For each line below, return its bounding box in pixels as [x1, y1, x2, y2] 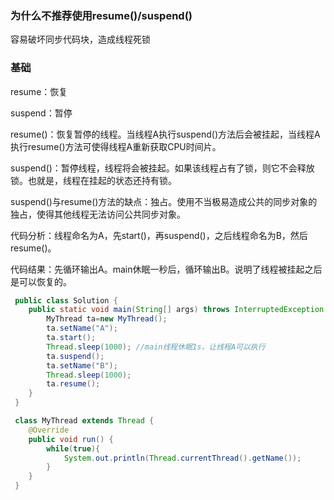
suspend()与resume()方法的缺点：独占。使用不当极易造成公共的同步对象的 [10, 195, 318, 207]
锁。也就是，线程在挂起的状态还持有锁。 [10, 174, 177, 186]
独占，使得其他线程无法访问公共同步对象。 [10, 208, 186, 220]
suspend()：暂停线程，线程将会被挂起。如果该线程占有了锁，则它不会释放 [10, 162, 315, 174]
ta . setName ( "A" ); [46, 323, 118, 334]
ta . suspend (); [46, 351, 105, 361]
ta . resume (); [46, 379, 101, 389]
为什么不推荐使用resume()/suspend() [10, 8, 193, 22]
